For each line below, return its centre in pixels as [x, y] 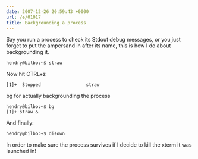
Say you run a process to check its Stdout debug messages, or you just [93, 40]
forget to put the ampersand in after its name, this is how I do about [89, 46]
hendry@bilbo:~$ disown [36, 134]
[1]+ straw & [22, 112]
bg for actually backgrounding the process [58, 96]
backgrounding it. [28, 52]
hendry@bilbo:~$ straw [34, 63]
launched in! [21, 151]
